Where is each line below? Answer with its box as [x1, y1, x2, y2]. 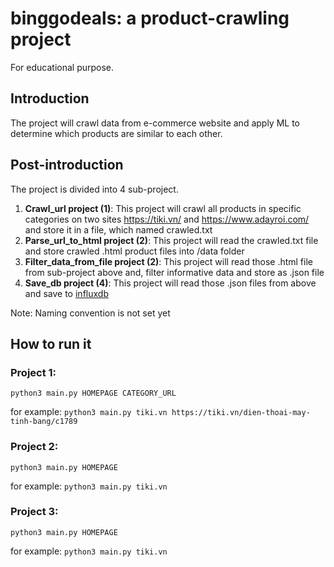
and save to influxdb [24, 287, 109, 299]
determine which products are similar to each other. [10, 127, 223, 139]
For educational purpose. [10, 61, 115, 73]
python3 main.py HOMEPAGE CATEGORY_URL [10, 388, 177, 399]
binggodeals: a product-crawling [10, 7, 290, 30]
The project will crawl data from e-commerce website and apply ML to [10, 117, 300, 129]
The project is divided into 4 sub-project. [10, 183, 179, 195]
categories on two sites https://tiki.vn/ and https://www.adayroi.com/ [24, 213, 310, 225]
